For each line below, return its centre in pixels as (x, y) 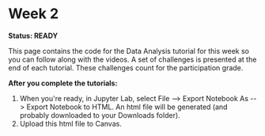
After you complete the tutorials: (63, 83)
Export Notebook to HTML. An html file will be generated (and (127, 107)
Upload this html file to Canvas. (71, 123)
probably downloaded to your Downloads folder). (100, 115)
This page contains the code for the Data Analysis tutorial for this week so (129, 51)
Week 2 (34, 14)
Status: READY (33, 36)
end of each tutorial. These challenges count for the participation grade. (126, 67)
